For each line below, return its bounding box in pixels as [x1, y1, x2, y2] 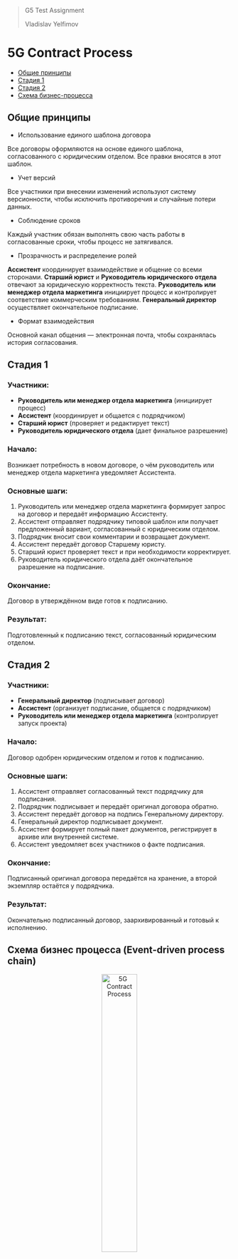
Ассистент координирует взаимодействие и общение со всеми [7, 265, 202, 274]
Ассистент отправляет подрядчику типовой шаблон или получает [17, 517, 219, 526]
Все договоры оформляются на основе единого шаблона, [7, 144, 183, 152]
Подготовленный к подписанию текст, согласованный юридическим [7, 631, 217, 639]
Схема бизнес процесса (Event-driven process [7, 943, 225, 955]
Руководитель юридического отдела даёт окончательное [17, 555, 193, 564]
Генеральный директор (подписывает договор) [17, 696, 165, 705]
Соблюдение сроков [17, 216, 81, 224]
